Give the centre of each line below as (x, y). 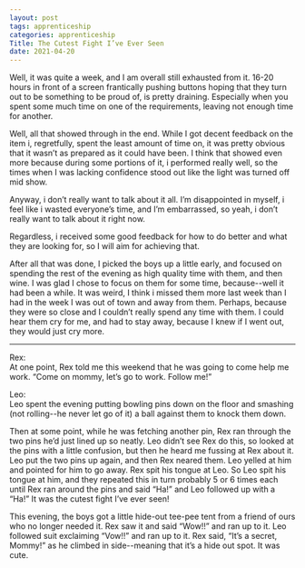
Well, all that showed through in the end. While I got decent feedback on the (151, 134)
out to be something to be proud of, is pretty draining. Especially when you (149, 97)
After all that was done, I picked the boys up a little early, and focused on (146, 264)
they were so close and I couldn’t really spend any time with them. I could (147, 312)
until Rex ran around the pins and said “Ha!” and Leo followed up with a (142, 489)
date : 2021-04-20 (42, 52)
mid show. (29, 182)
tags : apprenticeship (50, 26)
